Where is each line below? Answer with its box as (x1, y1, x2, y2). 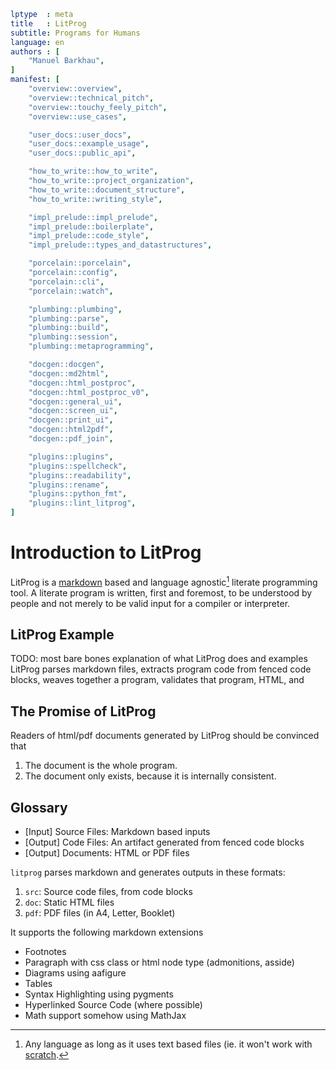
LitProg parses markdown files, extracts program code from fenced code (10, 663, 312, 675)
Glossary (10, 799, 68, 816)
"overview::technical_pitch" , (28, 93, 155, 103)
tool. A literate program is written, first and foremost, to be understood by (10, 586, 313, 599)
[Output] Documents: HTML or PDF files (24, 847, 190, 859)
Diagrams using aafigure (24, 967, 127, 979)
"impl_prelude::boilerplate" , (28, 221, 155, 232)
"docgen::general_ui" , (28, 396, 123, 407)
